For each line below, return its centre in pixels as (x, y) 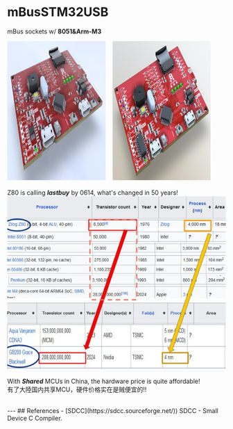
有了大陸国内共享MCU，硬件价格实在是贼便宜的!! (77, 389)
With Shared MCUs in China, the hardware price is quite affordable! (104, 381)
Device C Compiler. (35, 418)
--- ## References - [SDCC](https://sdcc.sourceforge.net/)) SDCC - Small (113, 410)
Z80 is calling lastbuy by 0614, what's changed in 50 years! (93, 193)
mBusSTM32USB (58, 12)
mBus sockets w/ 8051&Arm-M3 (54, 31)
